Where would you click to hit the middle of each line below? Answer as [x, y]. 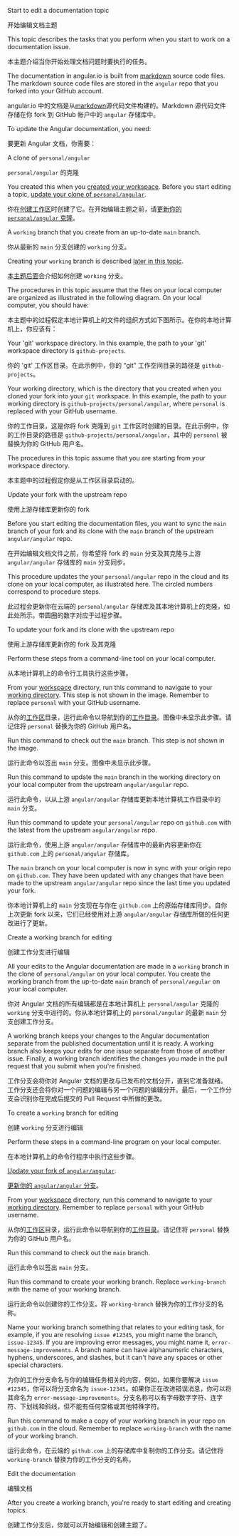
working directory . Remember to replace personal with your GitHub [106, 1207]
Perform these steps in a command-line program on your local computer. [115, 1142]
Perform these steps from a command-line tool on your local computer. [111, 658]
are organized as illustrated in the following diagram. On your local [105, 298]
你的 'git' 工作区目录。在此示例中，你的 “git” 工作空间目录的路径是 [104, 365]
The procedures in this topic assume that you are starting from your [107, 458]
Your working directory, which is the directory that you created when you [115, 388]
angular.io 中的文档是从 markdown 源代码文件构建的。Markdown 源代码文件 [117, 105]
